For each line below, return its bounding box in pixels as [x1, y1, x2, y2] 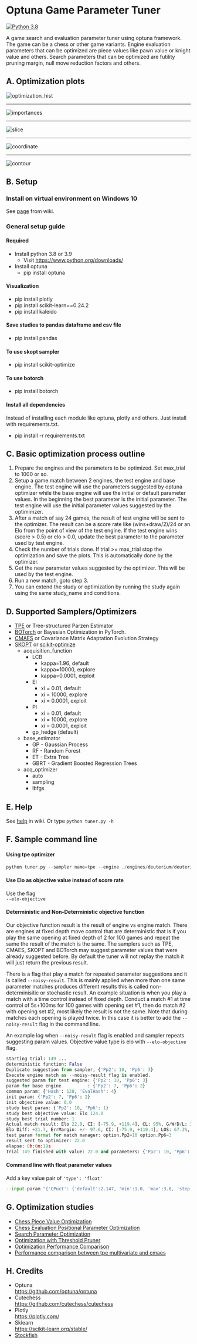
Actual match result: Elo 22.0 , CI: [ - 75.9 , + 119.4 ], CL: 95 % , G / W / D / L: [6, 1122, 188, 1127]
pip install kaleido [14, 308, 57, 315]
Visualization [6, 282, 39, 290]
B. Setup [6, 177, 38, 187]
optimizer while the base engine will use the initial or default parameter [14, 490, 186, 497]
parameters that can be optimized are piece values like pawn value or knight [6, 46, 191, 54]
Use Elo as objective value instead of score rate [6, 877, 124, 884]
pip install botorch [14, 388, 59, 395]
